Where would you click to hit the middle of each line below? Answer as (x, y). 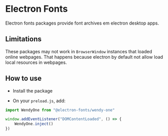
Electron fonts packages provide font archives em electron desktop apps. (82, 23)
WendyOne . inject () (34, 124)
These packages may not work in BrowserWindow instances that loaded (79, 51)
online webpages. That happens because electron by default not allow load (84, 57)
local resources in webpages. (36, 62)
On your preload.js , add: (39, 101)
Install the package (33, 90)
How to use (23, 78)
